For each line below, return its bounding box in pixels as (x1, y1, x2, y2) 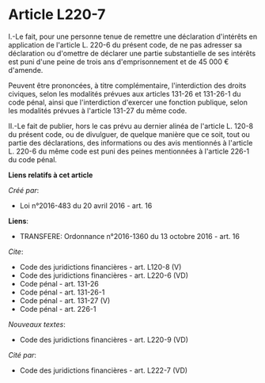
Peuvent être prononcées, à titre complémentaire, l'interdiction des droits (8, 81, 247, 90)
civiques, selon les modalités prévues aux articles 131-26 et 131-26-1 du (8, 89, 241, 98)
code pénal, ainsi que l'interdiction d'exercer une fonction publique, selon (8, 97, 248, 107)
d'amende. (8, 65, 44, 74)
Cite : (8, 247, 24, 256)
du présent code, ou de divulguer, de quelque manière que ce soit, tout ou (8, 129, 251, 139)
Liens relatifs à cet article (8, 170, 93, 180)
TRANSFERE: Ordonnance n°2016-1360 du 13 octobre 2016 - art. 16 (19, 231, 240, 241)
